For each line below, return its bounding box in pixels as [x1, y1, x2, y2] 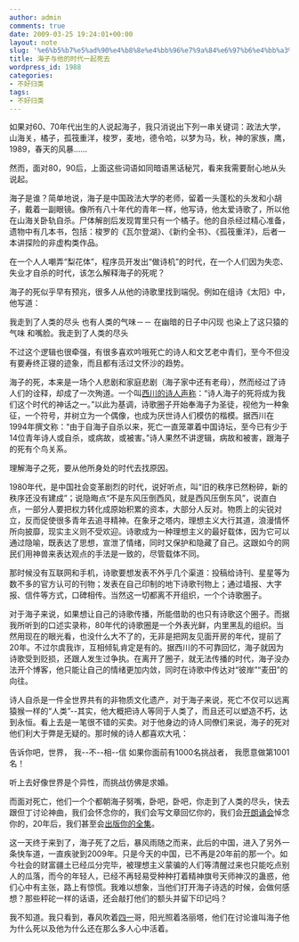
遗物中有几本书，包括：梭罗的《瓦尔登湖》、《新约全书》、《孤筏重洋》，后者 [9, 227, 279, 237]
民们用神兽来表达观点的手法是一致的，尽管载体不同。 [9, 549, 205, 559]
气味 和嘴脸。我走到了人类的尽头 [9, 327, 129, 339]
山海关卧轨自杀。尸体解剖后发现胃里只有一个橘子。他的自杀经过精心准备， [16, 215, 290, 226]
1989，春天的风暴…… [9, 144, 87, 154]
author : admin [9, 12, 62, 22]
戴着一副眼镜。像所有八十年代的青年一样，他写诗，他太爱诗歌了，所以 [24, 204, 282, 215]
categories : [9, 71, 53, 80]
